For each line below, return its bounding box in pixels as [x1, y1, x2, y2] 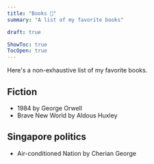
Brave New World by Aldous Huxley [16, 111, 118, 120]
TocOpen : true [7, 47, 48, 55]
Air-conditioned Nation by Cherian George [16, 149, 137, 157]
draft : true [7, 29, 41, 36]
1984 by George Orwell [16, 104, 82, 112]
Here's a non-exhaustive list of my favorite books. [7, 66, 148, 74]
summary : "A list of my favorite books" [7, 16, 125, 23]
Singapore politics [7, 131, 87, 143]
